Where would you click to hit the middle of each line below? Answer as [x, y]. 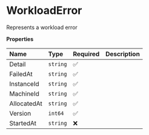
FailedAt [21, 74]
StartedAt [23, 123]
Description [123, 54]
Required [86, 54]
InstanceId [24, 84]
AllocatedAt [26, 104]
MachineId [24, 93]
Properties [20, 39]
